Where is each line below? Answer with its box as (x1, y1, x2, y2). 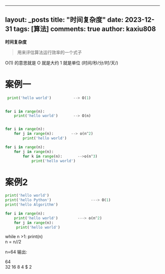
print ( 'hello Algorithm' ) (5, 202, 58, 207)
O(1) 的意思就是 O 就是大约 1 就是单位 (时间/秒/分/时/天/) (5, 60, 119, 65)
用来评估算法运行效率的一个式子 (17, 49, 82, 55)
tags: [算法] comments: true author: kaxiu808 (13, 25, 156, 33)
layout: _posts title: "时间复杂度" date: (5, 16, 124, 24)
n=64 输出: (5, 249, 27, 255)
